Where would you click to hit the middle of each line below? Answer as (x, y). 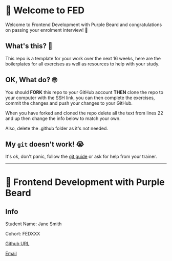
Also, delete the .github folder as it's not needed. (57, 128)
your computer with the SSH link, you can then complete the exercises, (80, 98)
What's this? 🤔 (29, 46)
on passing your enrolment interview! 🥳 (47, 30)
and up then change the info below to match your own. (63, 118)
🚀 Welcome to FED (45, 10)
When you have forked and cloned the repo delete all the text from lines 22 (84, 113)
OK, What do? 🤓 (31, 80)
